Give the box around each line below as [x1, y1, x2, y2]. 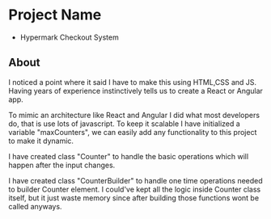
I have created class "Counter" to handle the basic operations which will [8, 151, 249, 161]
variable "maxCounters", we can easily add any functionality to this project [8, 127, 257, 137]
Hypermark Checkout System [19, 32, 119, 42]
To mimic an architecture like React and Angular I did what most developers [8, 110, 260, 120]
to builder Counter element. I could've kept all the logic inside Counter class [8, 184, 261, 194]
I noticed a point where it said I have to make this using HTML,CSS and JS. [8, 77, 257, 86]
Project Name [8, 6, 102, 24]
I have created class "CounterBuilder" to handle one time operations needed [8, 175, 263, 185]
